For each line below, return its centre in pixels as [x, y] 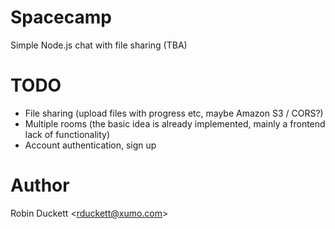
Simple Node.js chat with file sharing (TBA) [99, 45]
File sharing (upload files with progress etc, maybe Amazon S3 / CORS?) [174, 113]
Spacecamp [61, 17]
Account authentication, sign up [90, 145]
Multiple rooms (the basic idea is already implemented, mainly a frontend [175, 123]
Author [40, 185]
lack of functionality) [67, 134]
